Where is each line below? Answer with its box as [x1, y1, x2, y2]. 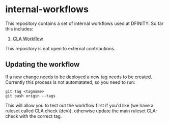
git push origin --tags [5, 93, 56, 99]
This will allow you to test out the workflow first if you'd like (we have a [5, 102, 154, 108]
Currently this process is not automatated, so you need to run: [5, 79, 136, 85]
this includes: [5, 25, 34, 32]
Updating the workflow [5, 60, 80, 69]
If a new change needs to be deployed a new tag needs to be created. [5, 74, 153, 80]
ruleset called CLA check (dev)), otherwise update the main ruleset [5, 108, 146, 114]
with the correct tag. [19, 113, 62, 119]
